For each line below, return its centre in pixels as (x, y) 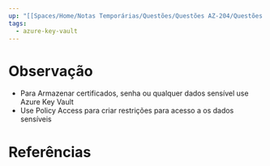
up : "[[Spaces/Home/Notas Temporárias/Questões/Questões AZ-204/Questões (136, 16)
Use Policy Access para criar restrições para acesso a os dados (127, 111)
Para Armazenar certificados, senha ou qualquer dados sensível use (134, 93)
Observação (51, 71)
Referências (50, 152)
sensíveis (36, 119)
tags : (17, 23)
